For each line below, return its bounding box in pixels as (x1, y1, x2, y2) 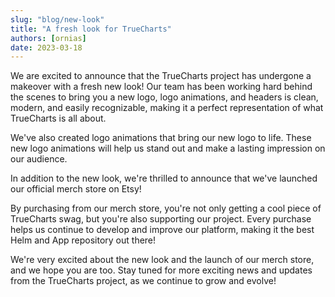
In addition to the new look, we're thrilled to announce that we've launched (10, 172, 318, 185)
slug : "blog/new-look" (10, 14, 105, 25)
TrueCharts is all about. (10, 112, 107, 125)
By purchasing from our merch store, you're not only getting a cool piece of (10, 202, 322, 215)
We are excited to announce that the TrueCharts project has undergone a (10, 70, 312, 82)
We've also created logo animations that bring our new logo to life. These (10, 132, 312, 144)
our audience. (10, 153, 68, 165)
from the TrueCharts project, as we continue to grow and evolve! (10, 275, 277, 287)
